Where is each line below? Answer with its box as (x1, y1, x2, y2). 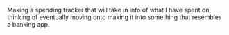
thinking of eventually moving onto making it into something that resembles (7, 13, 222, 21)
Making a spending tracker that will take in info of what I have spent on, (7, 6, 212, 14)
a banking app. (7, 21, 50, 28)
